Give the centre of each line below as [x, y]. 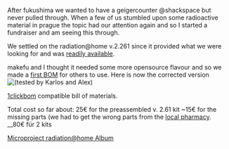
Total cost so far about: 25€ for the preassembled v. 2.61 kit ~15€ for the [112, 109]
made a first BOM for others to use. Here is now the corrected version [108, 74]
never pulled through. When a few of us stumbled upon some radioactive [113, 18]
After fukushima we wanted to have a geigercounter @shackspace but [109, 10]
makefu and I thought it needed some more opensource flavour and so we [115, 67]
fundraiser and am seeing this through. [64, 32]
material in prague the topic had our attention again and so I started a [107, 25]
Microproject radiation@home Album [60, 138]
